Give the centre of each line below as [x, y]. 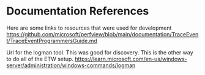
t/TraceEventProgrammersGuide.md [52, 41]
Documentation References [78, 11]
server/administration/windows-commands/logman [71, 65]
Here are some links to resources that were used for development [89, 28]
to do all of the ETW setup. [40, 59]
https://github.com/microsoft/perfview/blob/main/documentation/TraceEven [102, 34]
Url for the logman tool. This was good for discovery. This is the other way [100, 52]
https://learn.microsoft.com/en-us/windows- [131, 59]
